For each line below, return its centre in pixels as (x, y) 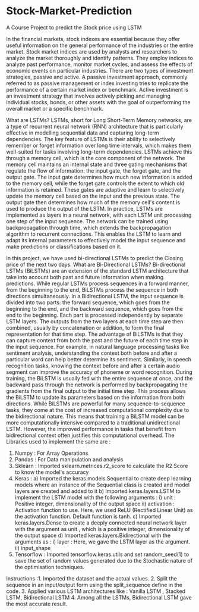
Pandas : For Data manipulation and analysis (69, 459)
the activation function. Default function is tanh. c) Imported (88, 516)
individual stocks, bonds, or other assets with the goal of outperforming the (99, 102)
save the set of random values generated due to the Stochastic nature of (104, 560)
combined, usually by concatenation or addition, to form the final (85, 327)
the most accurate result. (37, 604)
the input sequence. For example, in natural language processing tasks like (98, 346)
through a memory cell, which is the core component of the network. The (96, 158)
